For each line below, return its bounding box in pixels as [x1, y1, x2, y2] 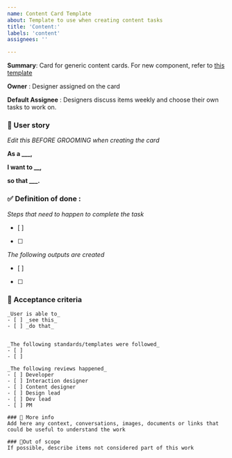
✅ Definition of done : [7, 194, 81, 204]
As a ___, [7, 150, 33, 158]
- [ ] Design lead [7, 390, 60, 397]
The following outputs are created [7, 250, 105, 258]
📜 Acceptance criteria [7, 294, 82, 304]
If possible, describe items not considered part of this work [7, 445, 194, 452]
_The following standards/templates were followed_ [7, 341, 160, 348]
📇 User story [7, 120, 50, 130]
